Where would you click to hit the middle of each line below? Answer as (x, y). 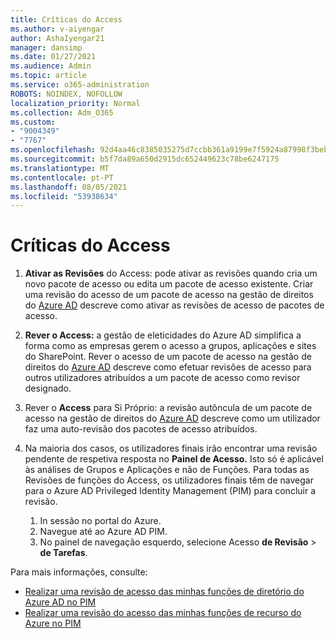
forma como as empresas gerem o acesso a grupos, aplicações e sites (170, 346)
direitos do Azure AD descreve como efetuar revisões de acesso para (168, 367)
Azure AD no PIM (60, 602)
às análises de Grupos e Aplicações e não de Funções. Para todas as (167, 470)
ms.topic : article (48, 76)
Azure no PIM (53, 623)
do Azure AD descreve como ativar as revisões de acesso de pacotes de (174, 305)
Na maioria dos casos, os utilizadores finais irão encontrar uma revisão (171, 448)
